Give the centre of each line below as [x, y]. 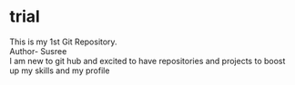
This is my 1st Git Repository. [63, 42]
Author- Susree [38, 51]
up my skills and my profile [60, 71]
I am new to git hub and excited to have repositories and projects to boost [147, 61]
